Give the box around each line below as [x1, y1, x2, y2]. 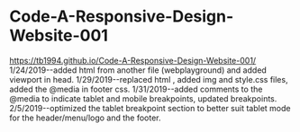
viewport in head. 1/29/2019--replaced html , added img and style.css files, [9, 74, 288, 84]
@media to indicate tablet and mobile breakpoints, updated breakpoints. [9, 92, 277, 104]
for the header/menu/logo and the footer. [9, 112, 161, 123]
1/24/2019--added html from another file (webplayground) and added [9, 65, 268, 75]
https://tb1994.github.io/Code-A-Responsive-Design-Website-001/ [9, 55, 257, 66]
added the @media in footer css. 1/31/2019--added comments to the [9, 84, 263, 94]
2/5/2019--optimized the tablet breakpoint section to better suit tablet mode [9, 102, 291, 113]
